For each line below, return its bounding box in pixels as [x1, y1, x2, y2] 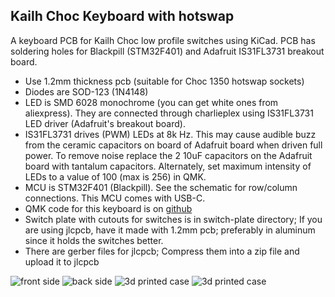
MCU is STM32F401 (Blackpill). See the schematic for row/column [24, 181, 298, 193]
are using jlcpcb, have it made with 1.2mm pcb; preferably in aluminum [24, 224, 316, 236]
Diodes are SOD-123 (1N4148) [24, 85, 149, 98]
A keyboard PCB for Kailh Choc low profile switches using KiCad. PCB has [10, 34, 316, 46]
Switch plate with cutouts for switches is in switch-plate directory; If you [24, 213, 323, 225]
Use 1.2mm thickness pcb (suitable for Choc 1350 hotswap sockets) [24, 75, 305, 87]
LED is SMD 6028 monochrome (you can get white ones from [24, 96, 279, 108]
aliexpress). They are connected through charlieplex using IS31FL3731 [24, 107, 314, 119]
